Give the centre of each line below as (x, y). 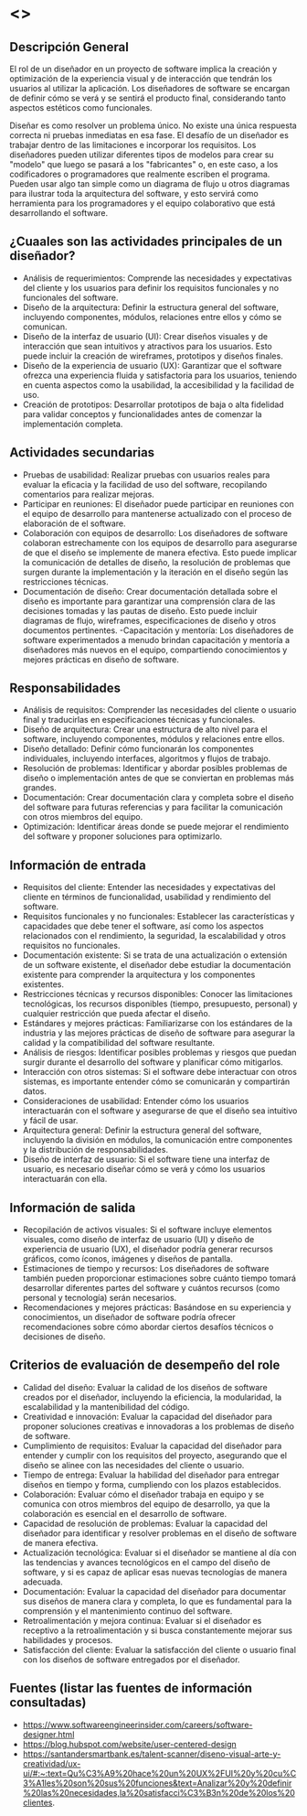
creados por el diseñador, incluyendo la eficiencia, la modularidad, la (152, 1397)
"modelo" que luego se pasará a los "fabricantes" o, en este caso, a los (144, 164)
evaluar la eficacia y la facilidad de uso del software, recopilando (145, 484)
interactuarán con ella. (65, 1179)
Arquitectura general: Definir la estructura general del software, (142, 1130)
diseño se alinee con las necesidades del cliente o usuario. (133, 1465)
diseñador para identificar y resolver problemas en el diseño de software (159, 1533)
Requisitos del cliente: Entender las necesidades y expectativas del (149, 887)
